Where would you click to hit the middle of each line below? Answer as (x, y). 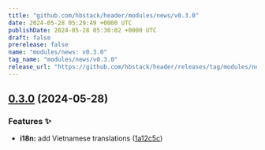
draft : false (30, 37)
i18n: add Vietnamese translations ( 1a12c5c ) (91, 138)
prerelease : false (38, 45)
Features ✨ (30, 122)
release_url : (30, 67)
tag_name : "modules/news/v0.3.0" (63, 60)
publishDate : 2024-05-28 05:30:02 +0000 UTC (82, 30)
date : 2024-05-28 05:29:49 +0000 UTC (70, 23)
